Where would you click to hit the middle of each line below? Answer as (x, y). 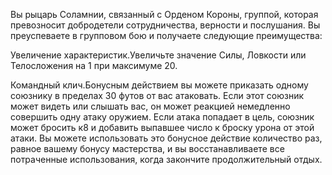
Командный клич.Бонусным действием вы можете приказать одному (159, 85)
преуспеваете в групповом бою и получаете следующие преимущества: (166, 35)
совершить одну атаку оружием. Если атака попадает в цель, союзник (162, 117)
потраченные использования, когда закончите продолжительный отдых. (166, 159)
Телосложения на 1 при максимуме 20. (94, 65)
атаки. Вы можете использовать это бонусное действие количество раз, (166, 138)
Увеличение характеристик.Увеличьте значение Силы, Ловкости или (158, 55)
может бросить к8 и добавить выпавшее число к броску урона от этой (162, 127)
